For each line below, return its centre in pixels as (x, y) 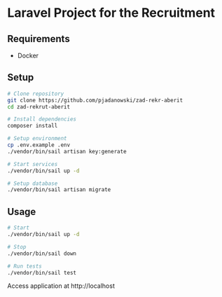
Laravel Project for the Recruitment (111, 13)
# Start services (33, 164)
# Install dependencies (42, 119)
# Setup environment (37, 139)
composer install (33, 126)
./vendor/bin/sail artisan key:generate (67, 151)
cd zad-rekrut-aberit (39, 106)
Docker (28, 55)
